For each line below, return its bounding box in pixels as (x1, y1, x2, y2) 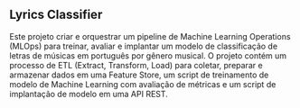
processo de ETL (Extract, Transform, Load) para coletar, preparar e (9, 59, 264, 70)
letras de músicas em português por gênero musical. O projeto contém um (9, 49, 287, 61)
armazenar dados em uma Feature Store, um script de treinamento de (9, 69, 269, 80)
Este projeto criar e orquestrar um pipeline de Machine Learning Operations (9, 31, 291, 41)
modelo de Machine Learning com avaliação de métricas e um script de (9, 78, 277, 89)
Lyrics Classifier (9, 7, 103, 22)
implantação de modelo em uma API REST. (9, 88, 169, 99)
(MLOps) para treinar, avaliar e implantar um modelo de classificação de (9, 40, 278, 51)
